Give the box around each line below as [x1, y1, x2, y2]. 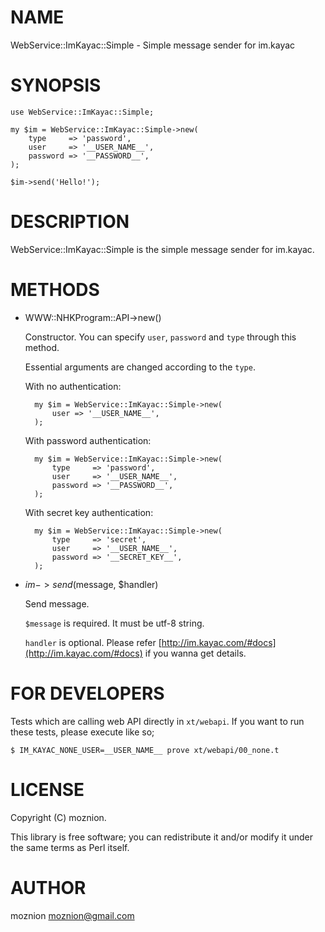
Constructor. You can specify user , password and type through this [24, 331, 297, 343]
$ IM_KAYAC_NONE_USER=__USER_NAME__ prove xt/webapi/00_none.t [10, 745, 280, 755]
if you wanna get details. [144, 647, 247, 659]
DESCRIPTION [10, 211, 130, 233]
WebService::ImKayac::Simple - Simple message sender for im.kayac [10, 39, 296, 51]
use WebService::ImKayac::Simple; [10, 107, 155, 117]
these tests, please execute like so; [10, 726, 155, 738]
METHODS [10, 279, 100, 301]
